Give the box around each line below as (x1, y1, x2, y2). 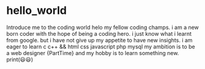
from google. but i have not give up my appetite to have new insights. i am (6, 36, 193, 44)
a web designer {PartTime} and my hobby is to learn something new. (6, 49, 179, 56)
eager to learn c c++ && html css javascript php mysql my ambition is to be (6, 43, 195, 50)
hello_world (6, 4, 67, 18)
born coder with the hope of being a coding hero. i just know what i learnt (6, 30, 192, 37)
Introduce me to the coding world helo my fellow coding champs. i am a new (6, 24, 199, 31)
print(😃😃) (6, 56, 34, 63)
